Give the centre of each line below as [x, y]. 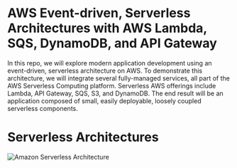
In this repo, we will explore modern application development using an [110, 63]
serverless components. [43, 108]
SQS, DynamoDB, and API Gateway [112, 43]
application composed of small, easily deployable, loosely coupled [104, 100]
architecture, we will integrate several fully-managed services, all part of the [119, 78]
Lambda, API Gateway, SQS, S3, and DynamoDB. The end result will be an [115, 93]
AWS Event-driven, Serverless [99, 13]
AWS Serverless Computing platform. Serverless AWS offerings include [112, 85]
